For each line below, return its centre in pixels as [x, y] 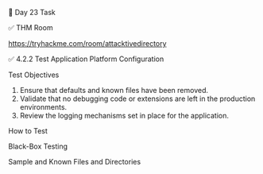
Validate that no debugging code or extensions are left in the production [137, 99]
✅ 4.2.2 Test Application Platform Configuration [86, 59]
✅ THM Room [31, 27]
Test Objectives [34, 75]
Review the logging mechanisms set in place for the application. [124, 116]
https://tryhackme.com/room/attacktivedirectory [87, 43]
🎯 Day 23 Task [32, 12]
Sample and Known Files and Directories [75, 162]
